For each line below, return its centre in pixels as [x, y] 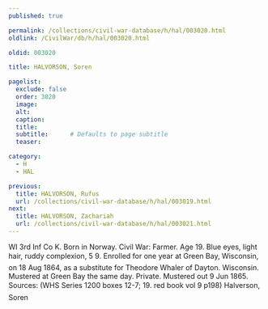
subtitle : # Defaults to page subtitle [92, 134]
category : [25, 157]
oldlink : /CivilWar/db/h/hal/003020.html [79, 38]
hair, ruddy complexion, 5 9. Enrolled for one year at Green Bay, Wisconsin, [134, 256]
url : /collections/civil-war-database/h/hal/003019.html [114, 201]
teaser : [29, 142]
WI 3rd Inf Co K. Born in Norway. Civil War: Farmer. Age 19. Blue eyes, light [133, 247]
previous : [25, 186]
